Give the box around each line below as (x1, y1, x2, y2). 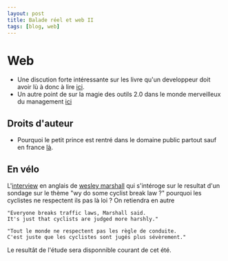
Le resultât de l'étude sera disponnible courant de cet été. (7, 246, 172, 254)
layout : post (7, 10, 45, 17)
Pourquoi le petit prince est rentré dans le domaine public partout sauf (17, 136, 217, 144)
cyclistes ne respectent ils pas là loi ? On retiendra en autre (7, 196, 175, 204)
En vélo (7, 163, 40, 175)
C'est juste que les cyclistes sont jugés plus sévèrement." (7, 233, 187, 240)
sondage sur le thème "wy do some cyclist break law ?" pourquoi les (7, 188, 202, 197)
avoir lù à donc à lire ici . (17, 83, 85, 91)
